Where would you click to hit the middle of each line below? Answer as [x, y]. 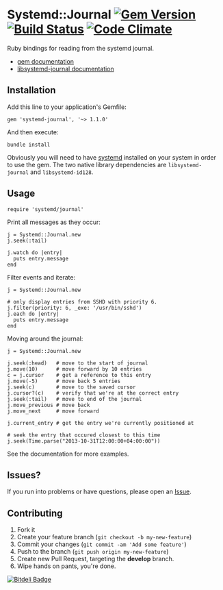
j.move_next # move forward [53, 411]
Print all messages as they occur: [54, 222]
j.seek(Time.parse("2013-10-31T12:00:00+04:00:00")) [84, 441]
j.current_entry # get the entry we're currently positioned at [101, 423]
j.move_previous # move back [49, 405]
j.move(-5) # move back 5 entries [64, 381]
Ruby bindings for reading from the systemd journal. [81, 48]
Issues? [24, 475]
